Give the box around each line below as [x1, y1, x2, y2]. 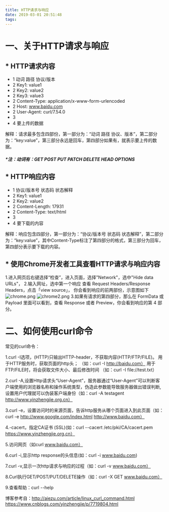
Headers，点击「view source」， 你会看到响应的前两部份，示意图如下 [5, 287, 149, 293]
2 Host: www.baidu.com [12, 103, 63, 109]
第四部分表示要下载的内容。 [5, 244, 63, 250]
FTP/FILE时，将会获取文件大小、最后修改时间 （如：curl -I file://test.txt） [5, 367, 157, 373]
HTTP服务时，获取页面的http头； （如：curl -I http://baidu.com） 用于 [9, 360, 156, 366]
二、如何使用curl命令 [5, 325, 93, 337]
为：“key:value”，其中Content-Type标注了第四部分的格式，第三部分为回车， [5, 237, 163, 243]
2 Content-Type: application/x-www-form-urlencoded [12, 98, 125, 104]
